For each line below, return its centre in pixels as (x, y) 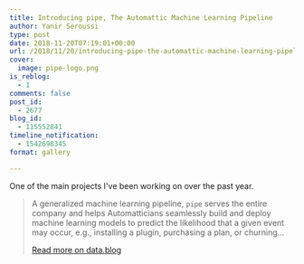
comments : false (40, 93)
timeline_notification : (54, 136)
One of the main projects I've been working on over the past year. (132, 185)
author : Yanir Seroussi (54, 26)
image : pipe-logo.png (58, 69)
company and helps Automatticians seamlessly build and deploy (151, 212)
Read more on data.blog (76, 250)
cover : (22, 60)
